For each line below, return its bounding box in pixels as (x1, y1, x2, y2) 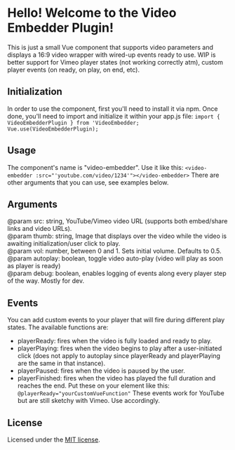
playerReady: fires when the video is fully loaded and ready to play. (17, 337, 213, 345)
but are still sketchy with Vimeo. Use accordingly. (17, 397, 160, 405)
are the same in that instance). (17, 359, 106, 368)
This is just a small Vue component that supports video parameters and (7, 43, 214, 51)
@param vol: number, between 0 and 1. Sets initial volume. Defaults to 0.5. (7, 247, 222, 256)
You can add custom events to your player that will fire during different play (7, 316, 225, 324)
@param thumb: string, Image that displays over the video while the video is (7, 232, 227, 240)
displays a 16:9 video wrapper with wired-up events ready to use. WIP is (7, 51, 216, 59)
